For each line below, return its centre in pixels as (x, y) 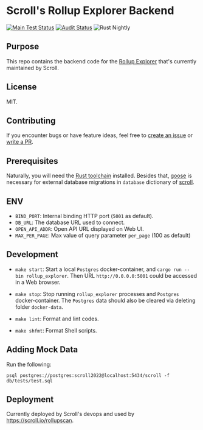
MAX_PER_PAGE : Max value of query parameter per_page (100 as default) (103, 235)
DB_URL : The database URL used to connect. (70, 222)
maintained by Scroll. (33, 68)
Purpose (23, 47)
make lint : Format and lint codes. (57, 319)
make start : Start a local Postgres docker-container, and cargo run (98, 269)
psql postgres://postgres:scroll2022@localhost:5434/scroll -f (88, 375)
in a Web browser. (38, 282)
